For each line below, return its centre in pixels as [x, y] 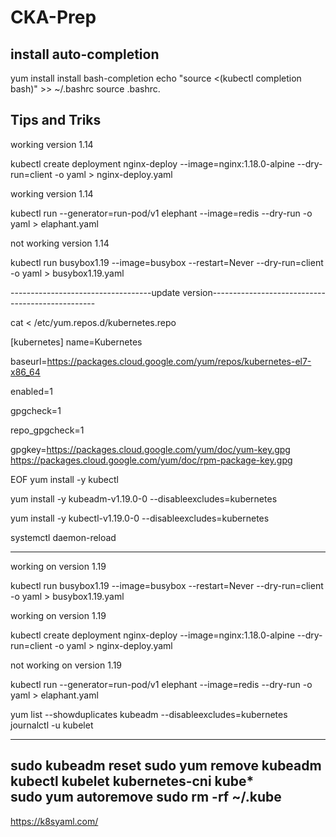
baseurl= [29, 361]
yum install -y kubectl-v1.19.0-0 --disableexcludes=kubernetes [140, 518]
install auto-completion [85, 54]
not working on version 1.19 [66, 665]
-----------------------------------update [95, 292]
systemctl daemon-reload [63, 537]
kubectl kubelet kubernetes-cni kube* [132, 781]
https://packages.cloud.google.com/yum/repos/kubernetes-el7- [179, 361]
